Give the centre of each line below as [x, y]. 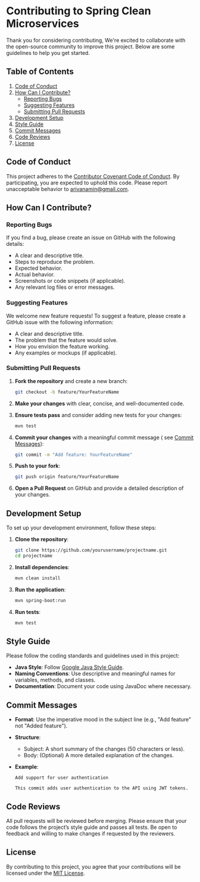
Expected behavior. [38, 268]
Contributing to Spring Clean [79, 11]
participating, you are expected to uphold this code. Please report [87, 183]
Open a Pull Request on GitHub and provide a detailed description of [99, 488]
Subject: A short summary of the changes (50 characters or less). [104, 749]
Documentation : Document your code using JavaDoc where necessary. [103, 686]
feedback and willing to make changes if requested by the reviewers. [91, 833]
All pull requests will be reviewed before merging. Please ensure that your [96, 821]
